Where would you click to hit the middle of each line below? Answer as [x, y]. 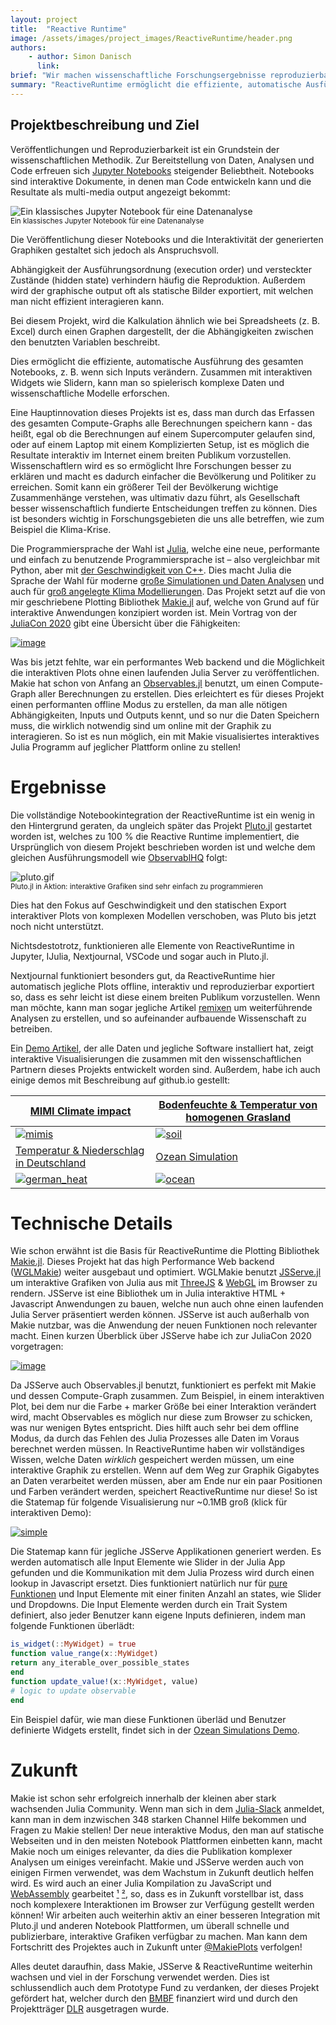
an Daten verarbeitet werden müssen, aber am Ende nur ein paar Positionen [166, 1481]
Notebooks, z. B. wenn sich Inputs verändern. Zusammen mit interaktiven [161, 372]
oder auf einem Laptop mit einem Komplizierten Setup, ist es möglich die [160, 444]
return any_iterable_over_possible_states [100, 1663]
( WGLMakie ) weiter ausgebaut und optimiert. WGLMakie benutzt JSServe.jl [166, 1272]
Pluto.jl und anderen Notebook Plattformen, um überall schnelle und [150, 1925]
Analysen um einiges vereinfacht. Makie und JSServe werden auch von [157, 1862]
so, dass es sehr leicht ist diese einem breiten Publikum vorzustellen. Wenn [165, 997]
